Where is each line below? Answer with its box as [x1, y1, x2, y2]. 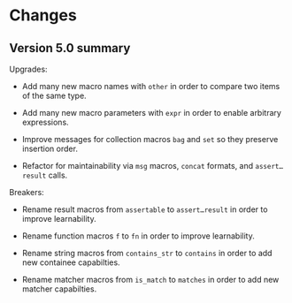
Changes [9, 5, 77, 26]
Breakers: [9, 187, 44, 197]
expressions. [21, 117, 69, 127]
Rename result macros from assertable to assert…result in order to [21, 204, 268, 215]
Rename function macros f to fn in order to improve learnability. [21, 231, 255, 241]
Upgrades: [9, 64, 48, 74]
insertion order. [21, 143, 78, 154]
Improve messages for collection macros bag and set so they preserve [21, 134, 279, 144]
